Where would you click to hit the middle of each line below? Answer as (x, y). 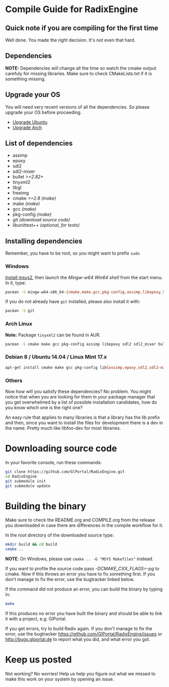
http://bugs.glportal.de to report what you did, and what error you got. (78, 639)
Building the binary (46, 506)
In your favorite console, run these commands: (54, 462)
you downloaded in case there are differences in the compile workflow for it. (84, 525)
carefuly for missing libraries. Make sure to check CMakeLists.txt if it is (79, 73)
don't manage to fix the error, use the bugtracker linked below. (70, 579)
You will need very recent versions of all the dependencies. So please (77, 107)
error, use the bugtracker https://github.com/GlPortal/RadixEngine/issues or (84, 634)
